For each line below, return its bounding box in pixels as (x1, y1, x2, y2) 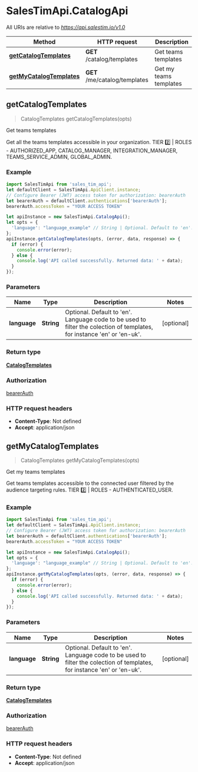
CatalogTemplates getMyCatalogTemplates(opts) (20, 457, 140, 464)
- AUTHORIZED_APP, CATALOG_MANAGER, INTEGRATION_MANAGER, (6, 146, 178, 154)
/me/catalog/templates (85, 76, 148, 84)
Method (33, 37, 56, 45)
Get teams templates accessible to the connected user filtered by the (6, 480, 174, 487)
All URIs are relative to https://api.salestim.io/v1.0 (6, 24, 126, 31)
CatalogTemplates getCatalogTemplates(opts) (20, 115, 132, 122)
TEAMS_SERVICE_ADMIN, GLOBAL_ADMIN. (6, 153, 112, 160)
